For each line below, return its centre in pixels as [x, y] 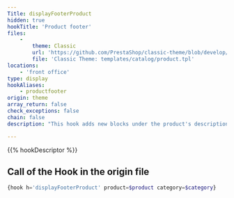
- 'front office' [45, 72]
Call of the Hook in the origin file [78, 172]
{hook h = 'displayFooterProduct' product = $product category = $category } [112, 188]
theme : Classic [54, 46]
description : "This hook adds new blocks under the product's [99, 124]
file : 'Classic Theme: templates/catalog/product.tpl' [114, 59]
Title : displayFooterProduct [49, 14]
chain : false [26, 117]
